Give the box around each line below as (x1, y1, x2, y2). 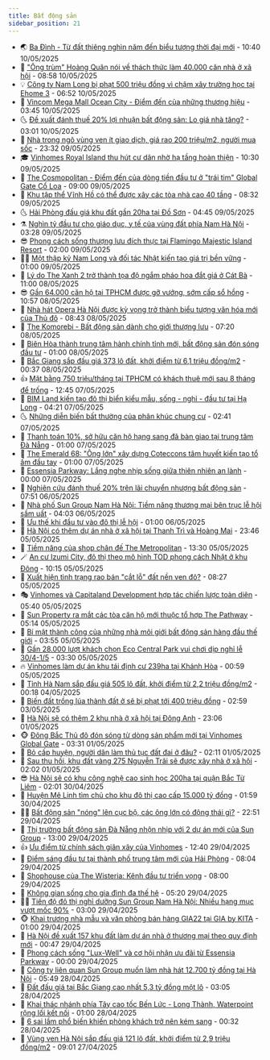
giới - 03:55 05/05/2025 (19, 635, 100, 645)
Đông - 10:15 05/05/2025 (19, 563, 104, 573)
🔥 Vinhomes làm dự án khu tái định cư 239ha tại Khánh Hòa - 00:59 (19, 661, 245, 671)
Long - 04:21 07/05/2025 (19, 402, 104, 412)
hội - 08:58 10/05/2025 (19, 70, 98, 81)
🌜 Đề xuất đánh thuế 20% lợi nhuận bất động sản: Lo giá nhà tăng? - (19, 114, 249, 124)
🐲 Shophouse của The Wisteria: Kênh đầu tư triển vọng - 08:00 (19, 871, 229, 880)
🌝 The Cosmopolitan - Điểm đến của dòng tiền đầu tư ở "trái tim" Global (19, 173, 258, 182)
